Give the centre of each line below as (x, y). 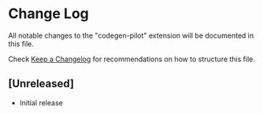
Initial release (41, 102)
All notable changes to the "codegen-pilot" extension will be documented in (131, 35)
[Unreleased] (41, 84)
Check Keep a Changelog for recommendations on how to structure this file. (132, 59)
